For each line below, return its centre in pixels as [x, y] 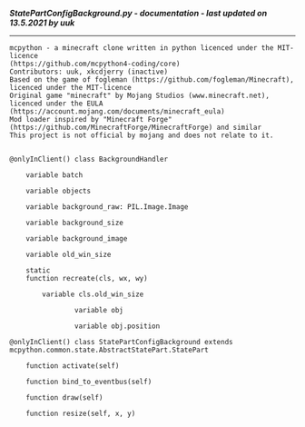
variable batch [54, 175]
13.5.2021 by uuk [42, 23]
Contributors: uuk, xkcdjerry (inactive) [89, 72]
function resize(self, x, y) [81, 413]
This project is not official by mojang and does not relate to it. [142, 135]
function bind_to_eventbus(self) [89, 382]
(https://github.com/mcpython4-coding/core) [95, 64]
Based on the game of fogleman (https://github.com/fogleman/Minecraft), [152, 80]
